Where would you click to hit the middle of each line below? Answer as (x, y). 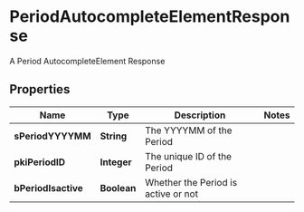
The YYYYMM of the (188, 130)
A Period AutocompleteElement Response (87, 61)
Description (200, 115)
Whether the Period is (191, 182)
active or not (171, 194)
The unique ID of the (188, 156)
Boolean (118, 188)
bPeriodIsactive (48, 188)
